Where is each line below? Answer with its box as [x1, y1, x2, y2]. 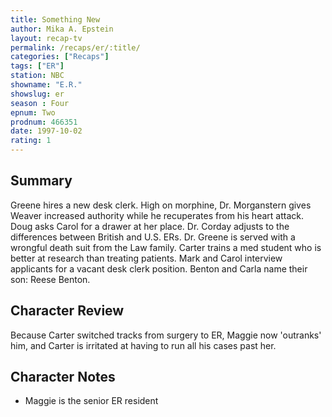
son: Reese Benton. [10, 273, 91, 285]
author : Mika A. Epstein [10, 24, 114, 34]
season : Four [10, 98, 70, 108]
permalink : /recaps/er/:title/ [10, 42, 141, 53]
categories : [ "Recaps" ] [10, 52, 110, 62]
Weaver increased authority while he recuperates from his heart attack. [10, 209, 304, 221]
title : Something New [10, 14, 101, 25]
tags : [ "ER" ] [10, 61, 65, 71]
